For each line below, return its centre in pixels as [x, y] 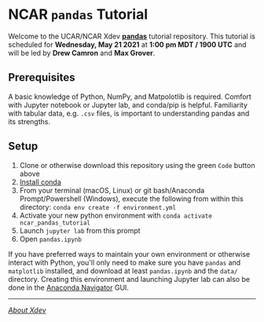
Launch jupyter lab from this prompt [80, 230]
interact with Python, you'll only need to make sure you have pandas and [125, 262]
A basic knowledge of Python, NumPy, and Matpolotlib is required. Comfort [130, 97]
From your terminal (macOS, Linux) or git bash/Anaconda [112, 190]
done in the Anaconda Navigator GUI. [69, 287]
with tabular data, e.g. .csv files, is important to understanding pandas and [129, 113]
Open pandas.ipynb [51, 239]
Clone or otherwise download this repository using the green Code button [137, 165]
